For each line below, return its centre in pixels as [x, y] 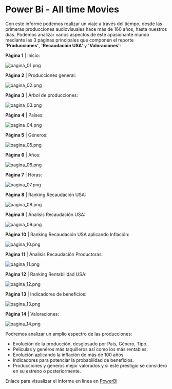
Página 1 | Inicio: [23, 55]
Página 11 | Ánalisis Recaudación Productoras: [54, 254]
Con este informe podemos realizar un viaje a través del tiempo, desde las [84, 24]
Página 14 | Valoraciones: [32, 314]
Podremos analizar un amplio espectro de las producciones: [69, 334]
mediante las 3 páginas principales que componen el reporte [70, 40]
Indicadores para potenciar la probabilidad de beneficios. [73, 360]
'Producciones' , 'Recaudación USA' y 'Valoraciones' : [63, 45]
